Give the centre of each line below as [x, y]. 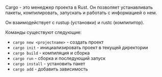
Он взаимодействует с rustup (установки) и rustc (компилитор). [75, 23]
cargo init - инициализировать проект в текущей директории [80, 47]
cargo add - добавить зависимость [50, 69]
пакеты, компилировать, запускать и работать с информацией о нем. [81, 13]
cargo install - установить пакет [49, 64]
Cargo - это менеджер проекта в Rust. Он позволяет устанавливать [79, 7]
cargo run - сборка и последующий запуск [59, 58]
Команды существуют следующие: [44, 32]
